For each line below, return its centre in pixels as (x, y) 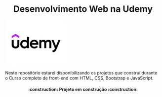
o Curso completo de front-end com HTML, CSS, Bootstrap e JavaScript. (79, 78)
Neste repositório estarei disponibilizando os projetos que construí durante (81, 73)
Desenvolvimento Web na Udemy (83, 9)
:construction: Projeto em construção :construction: (83, 89)
